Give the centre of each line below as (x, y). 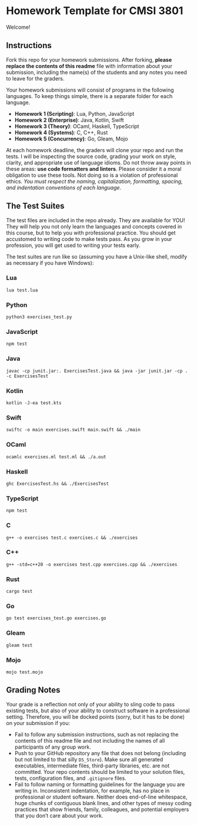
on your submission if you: (38, 723)
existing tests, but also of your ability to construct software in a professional (98, 710)
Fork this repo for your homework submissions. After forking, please (89, 59)
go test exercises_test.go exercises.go (56, 618)
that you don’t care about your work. (59, 816)
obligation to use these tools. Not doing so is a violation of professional (92, 175)
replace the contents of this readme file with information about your (89, 66)
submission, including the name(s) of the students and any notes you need (96, 72)
